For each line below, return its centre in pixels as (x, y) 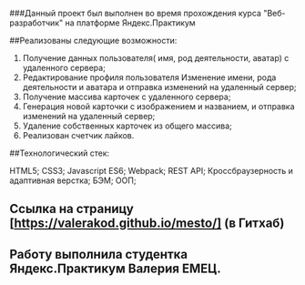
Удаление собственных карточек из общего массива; (127, 126)
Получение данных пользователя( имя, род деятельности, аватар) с (156, 58)
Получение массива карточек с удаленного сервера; (127, 97)
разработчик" (36, 23)
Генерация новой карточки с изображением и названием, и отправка (158, 107)
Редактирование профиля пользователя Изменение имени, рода (149, 77)
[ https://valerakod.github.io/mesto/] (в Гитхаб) (147, 224)
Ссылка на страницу (71, 209)
